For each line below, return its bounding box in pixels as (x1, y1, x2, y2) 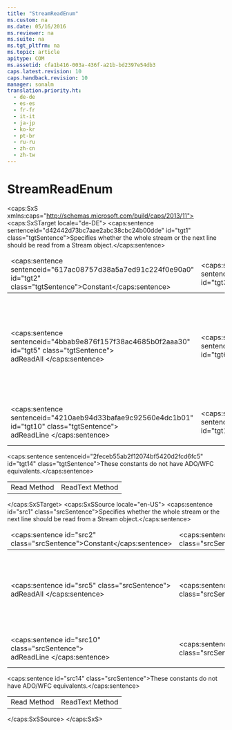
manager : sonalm (7, 81, 54, 88)
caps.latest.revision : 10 (7, 68, 81, 75)
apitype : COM (7, 55, 45, 62)
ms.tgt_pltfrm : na (7, 42, 60, 49)
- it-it (13, 113, 36, 120)
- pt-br (13, 132, 36, 139)
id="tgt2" (10, 273, 41, 283)
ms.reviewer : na (7, 29, 54, 37)
